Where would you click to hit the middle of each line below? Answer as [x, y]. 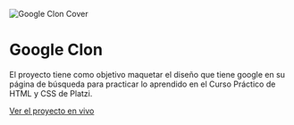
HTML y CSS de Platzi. [51, 93]
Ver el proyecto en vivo [52, 111]
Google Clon [56, 50]
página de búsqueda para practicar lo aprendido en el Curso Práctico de [143, 84]
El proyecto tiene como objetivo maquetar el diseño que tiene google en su [147, 74]
